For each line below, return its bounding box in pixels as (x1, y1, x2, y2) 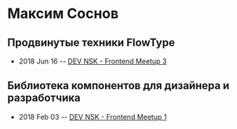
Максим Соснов (7, 5, 119, 23)
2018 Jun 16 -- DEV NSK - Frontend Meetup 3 (18, 56, 167, 66)
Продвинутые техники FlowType (7, 36, 176, 49)
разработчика (7, 91, 81, 105)
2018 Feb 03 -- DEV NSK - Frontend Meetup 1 (18, 112, 167, 121)
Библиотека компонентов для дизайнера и (7, 79, 230, 92)
